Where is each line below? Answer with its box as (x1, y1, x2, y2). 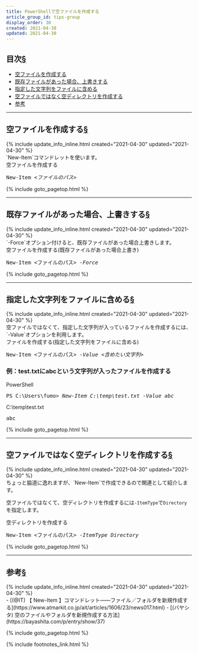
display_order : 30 (6, 19, 51, 25)
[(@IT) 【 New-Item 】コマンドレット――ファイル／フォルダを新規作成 (9, 596, 183, 604)
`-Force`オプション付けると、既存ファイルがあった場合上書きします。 (6, 239, 175, 246)
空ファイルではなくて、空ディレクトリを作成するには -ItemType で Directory (6, 499, 187, 506)
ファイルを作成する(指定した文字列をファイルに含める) (6, 338, 140, 345)
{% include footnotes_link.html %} (6, 641, 90, 648)
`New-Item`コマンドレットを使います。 (6, 154, 100, 161)
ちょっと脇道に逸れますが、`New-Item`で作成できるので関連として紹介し (6, 479, 183, 486)
